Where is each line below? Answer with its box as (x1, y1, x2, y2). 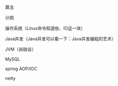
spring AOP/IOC (5, 66, 38, 72)
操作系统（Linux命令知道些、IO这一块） (5, 25, 85, 31)
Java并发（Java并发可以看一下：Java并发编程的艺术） (5, 36, 116, 42)
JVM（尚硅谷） (5, 46, 36, 52)
